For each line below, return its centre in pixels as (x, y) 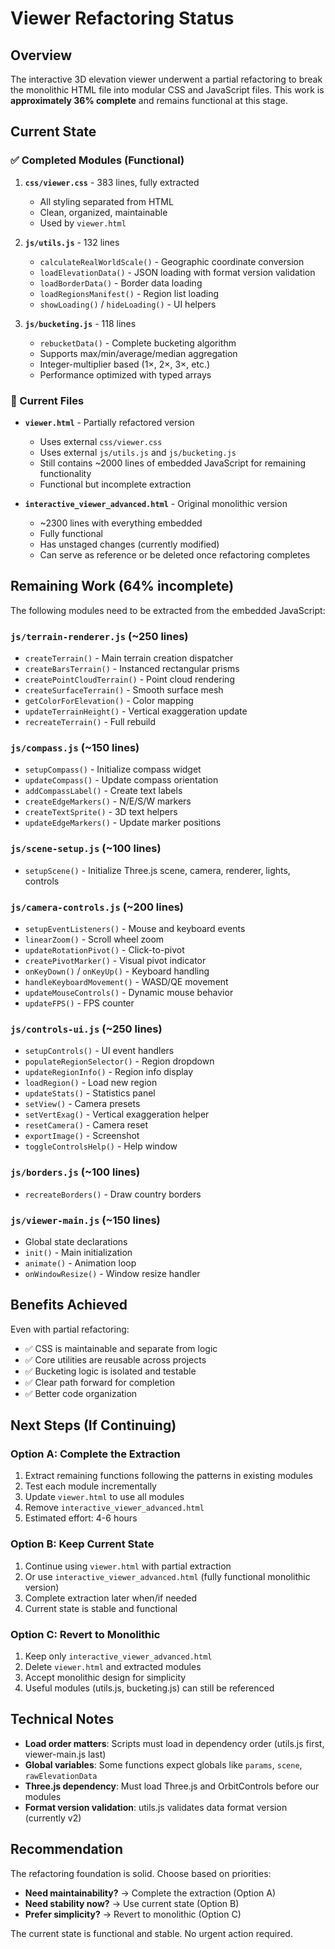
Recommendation (66, 1849)
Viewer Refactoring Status (122, 18)
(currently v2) (53, 1818)
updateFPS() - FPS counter (79, 1003)
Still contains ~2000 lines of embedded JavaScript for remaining (173, 463)
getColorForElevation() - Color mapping (109, 701)
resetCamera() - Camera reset (86, 1125)
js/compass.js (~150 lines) (75, 748)
